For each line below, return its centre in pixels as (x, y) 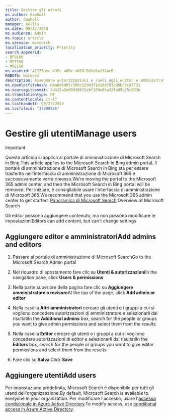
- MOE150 (14, 66)
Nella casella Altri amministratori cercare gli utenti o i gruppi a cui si (83, 308)
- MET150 (14, 62)
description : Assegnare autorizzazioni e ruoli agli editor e (72, 80)
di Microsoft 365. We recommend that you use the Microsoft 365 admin (79, 195)
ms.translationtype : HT (30, 95)
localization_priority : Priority (40, 48)
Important (15, 148)
